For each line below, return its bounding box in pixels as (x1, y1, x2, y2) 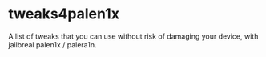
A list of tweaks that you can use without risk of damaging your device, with (8, 31, 259, 41)
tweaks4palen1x (8, 5, 120, 23)
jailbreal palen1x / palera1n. (8, 39, 97, 49)
